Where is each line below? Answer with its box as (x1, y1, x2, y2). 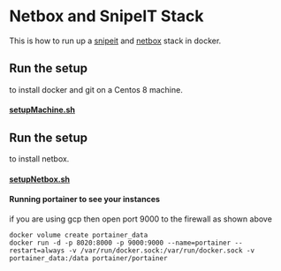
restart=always (9, 245, 65, 255)
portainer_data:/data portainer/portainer (9, 253, 168, 262)
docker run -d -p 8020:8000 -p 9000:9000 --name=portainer (9, 238, 232, 247)
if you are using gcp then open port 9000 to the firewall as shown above (9, 214, 272, 224)
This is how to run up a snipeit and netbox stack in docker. (9, 35, 222, 46)
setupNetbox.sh (9, 174, 71, 184)
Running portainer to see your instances (9, 194, 161, 205)
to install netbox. (9, 154, 70, 164)
